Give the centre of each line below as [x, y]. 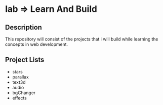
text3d [19, 82]
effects [20, 98]
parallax [20, 77]
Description [23, 27]
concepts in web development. [37, 44]
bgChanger [24, 93]
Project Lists [25, 60]
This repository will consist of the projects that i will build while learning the [82, 39]
